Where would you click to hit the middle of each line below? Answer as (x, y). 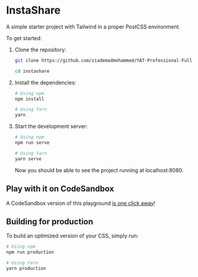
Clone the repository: (40, 49)
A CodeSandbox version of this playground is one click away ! (81, 203)
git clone (27, 60)
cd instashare (32, 71)
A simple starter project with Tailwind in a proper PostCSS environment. (93, 27)
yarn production (26, 268)
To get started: (24, 38)
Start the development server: (51, 126)
